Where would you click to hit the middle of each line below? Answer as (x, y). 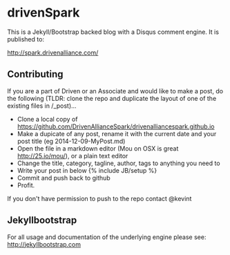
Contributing (35, 74)
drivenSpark (44, 13)
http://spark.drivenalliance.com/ (53, 53)
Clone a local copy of (47, 119)
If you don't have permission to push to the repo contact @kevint (99, 198)
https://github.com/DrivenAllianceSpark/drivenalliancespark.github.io (116, 126)
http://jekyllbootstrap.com (44, 244)
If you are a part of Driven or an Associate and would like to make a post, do (115, 91)
